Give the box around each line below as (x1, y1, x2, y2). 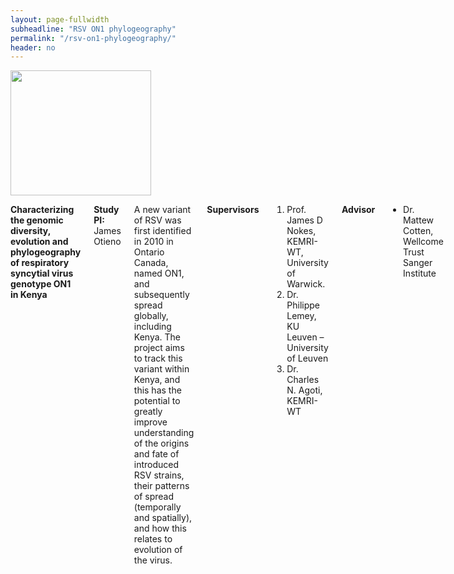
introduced (133, 459, 180, 471)
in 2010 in (133, 236, 174, 248)
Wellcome (403, 236, 444, 248)
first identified (133, 225, 192, 237)
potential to (133, 395, 181, 407)
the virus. (133, 554, 173, 566)
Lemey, (286, 310, 317, 322)
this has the (133, 384, 182, 396)
